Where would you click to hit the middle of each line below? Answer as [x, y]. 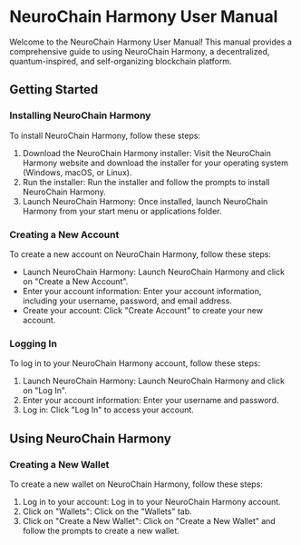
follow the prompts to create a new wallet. [101, 530]
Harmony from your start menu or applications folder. [122, 211]
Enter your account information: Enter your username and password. [150, 401]
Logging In [33, 343]
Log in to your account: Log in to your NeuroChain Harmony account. [151, 501]
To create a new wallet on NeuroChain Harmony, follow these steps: [136, 484]
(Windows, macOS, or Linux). [77, 172]
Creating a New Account [64, 234]
